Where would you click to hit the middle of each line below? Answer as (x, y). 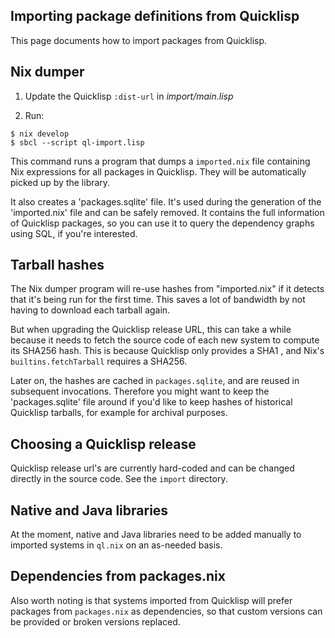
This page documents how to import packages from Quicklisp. (139, 40)
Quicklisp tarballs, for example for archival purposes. (119, 413)
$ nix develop (40, 134)
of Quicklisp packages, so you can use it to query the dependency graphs (162, 223)
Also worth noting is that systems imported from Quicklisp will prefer (151, 600)
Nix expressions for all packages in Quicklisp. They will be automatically (158, 171)
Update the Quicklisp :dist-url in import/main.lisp (129, 96)
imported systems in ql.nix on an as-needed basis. (116, 545)
